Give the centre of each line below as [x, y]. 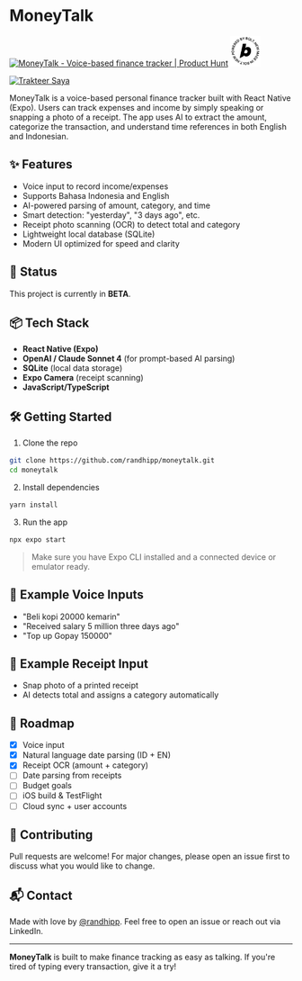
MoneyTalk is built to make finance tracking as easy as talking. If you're [142, 957]
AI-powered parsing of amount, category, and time [116, 205]
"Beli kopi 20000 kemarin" [71, 616]
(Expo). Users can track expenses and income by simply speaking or [137, 107]
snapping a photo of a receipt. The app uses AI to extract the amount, [138, 117]
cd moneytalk [34, 470]
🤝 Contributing [51, 835]
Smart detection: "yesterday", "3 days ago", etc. [111, 215]
